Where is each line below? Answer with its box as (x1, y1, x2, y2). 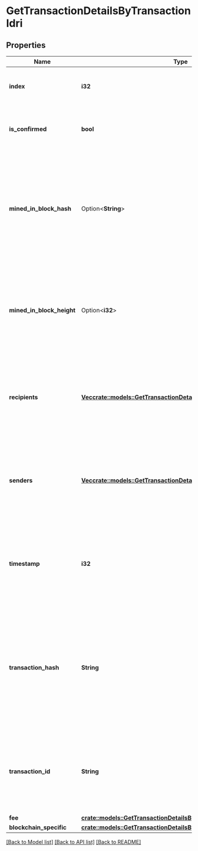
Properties (6, 40, 46, 50)
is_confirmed (9, 125, 47, 133)
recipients (9, 393, 38, 401)
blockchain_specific (9, 823, 67, 832)
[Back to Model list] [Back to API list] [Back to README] (6, 839, 141, 845)
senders (9, 476, 33, 484)
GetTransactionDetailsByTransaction (6, 4, 192, 18)
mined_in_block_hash (9, 204, 72, 213)
